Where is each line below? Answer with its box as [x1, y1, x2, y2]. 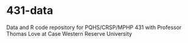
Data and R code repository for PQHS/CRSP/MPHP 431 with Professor [6, 24, 182, 31]
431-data [6, 4, 54, 18]
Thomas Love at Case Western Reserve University [6, 30, 133, 37]
